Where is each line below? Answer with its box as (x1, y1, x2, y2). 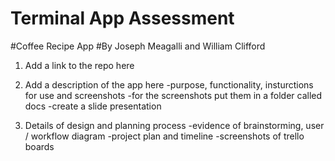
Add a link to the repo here (24, 59, 135, 71)
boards (24, 140, 55, 152)
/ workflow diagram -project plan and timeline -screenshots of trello (24, 130, 305, 142)
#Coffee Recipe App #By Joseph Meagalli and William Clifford (10, 40, 266, 52)
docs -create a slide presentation (24, 100, 162, 112)
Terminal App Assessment (10, 7, 235, 30)
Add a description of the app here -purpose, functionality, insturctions (24, 78, 314, 91)
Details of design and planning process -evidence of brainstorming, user (24, 119, 325, 131)
